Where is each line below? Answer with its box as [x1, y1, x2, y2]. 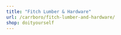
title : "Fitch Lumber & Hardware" [6, 8, 92, 15]
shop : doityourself [6, 20, 55, 26]
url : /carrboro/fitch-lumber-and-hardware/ [6, 14, 116, 20]
